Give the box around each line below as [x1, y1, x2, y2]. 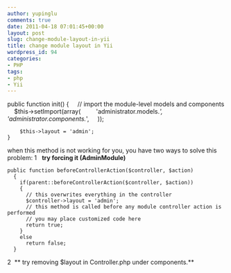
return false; [25, 240, 67, 247]
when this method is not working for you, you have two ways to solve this [7, 146, 217, 155]
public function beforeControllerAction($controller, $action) [7, 167, 194, 174]
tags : [7, 68, 23, 75]
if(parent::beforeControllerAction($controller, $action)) [19, 179, 194, 186]
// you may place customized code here [25, 215, 141, 222]
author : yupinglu [7, 10, 58, 17]
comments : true [7, 17, 51, 24]
